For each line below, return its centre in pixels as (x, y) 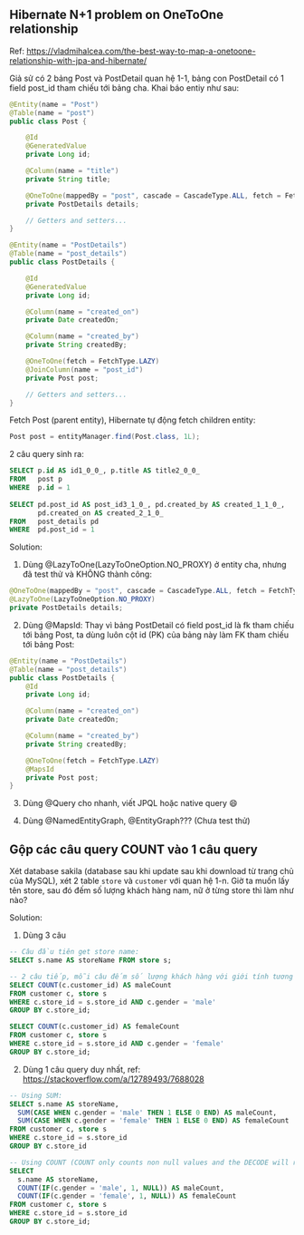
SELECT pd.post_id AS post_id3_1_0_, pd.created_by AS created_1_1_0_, (147, 504)
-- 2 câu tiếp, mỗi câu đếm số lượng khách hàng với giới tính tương (152, 977)
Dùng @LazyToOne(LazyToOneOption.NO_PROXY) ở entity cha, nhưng (154, 565)
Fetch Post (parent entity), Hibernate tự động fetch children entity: (133, 420)
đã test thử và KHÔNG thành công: (87, 574)
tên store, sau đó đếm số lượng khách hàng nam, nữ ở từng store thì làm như (152, 890)
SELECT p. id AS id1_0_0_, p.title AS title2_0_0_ (105, 471)
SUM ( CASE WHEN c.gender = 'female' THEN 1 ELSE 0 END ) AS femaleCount (153, 1121)
